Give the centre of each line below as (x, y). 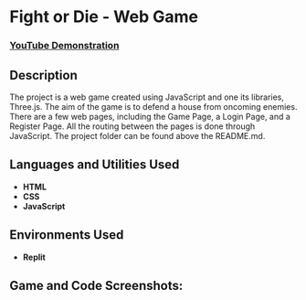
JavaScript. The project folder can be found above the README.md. (137, 135)
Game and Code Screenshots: (96, 285)
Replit (34, 257)
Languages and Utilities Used (95, 165)
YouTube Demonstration (64, 46)
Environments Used (67, 235)
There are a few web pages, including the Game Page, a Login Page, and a (150, 116)
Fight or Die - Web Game (104, 17)
